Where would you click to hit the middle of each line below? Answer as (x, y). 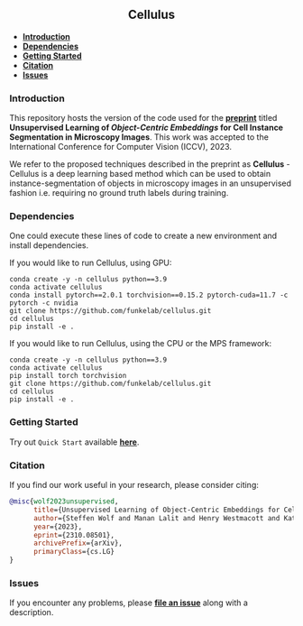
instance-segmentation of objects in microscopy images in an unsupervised (150, 183)
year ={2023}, (58, 527)
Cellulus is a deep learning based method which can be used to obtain (140, 174)
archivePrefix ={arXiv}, (78, 543)
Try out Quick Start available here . (74, 442)
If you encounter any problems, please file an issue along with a (129, 603)
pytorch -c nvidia (44, 303)
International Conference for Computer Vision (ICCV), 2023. (121, 147)
